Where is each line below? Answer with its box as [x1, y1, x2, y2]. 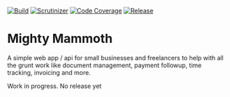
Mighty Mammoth [7, 31, 113, 46]
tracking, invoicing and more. [7, 68, 91, 76]
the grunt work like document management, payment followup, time [7, 61, 202, 69]
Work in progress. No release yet [7, 82, 102, 90]
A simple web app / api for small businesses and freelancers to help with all [7, 53, 224, 62]
